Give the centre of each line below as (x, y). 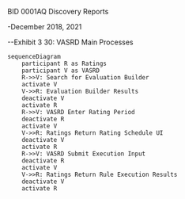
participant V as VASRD (61, 71)
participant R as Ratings (64, 63)
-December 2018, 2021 (45, 27)
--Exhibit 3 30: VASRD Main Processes (70, 42)
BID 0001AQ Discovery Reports (58, 11)
